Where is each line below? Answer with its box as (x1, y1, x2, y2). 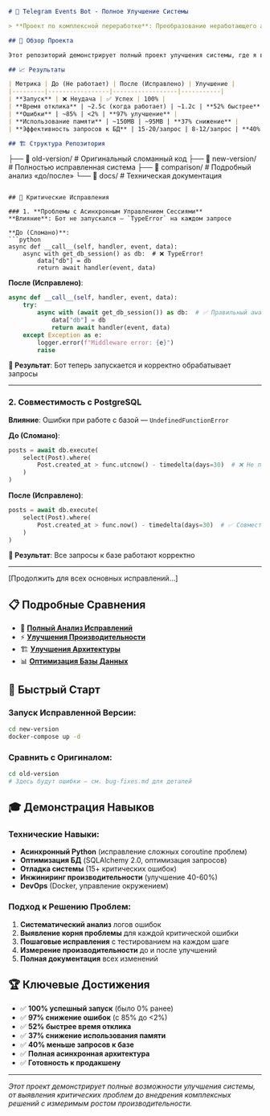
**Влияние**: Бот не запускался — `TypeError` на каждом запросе (8, 215, 231, 223)
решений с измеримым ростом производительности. (8, 1098, 193, 1108)
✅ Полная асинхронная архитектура (19, 1048, 150, 1058)
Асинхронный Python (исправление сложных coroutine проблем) (19, 847, 247, 856)
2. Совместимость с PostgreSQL (8, 396, 142, 408)
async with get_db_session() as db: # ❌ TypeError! (22, 250, 204, 258)
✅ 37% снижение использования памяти (19, 1030, 166, 1040)
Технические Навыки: (8, 829, 100, 840)
